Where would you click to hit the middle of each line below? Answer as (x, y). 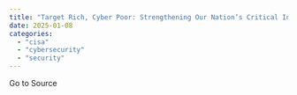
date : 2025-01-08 (41, 26)
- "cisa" (33, 42)
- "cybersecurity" (51, 50)
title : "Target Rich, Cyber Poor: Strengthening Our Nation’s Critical (144, 17)
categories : (31, 33)
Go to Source (33, 83)
